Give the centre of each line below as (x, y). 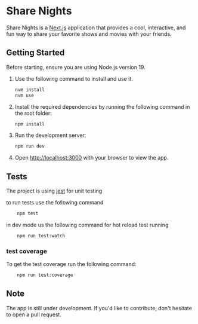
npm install (30, 124)
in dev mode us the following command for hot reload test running (87, 225)
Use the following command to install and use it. (74, 78)
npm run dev (30, 146)
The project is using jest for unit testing (54, 191)
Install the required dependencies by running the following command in (102, 106)
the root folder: (33, 113)
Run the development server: (50, 135)
